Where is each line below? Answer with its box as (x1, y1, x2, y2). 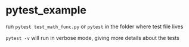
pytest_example (5, 4, 87, 17)
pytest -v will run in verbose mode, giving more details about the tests (5, 34, 179, 41)
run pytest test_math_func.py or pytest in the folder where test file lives (5, 23, 184, 30)
